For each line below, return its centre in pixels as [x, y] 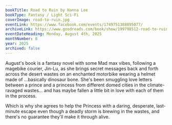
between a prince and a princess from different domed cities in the [76, 85]
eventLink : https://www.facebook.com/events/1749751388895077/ [74, 24]
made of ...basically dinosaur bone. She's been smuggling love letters [79, 79]
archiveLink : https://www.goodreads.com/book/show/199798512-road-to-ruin [87, 29]
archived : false [23, 48]
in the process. [21, 96]
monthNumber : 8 [21, 39]
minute [13, 111]
